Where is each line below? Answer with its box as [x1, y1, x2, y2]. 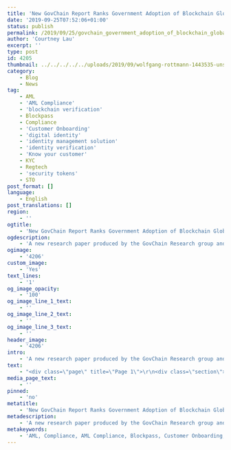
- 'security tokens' [19, 170, 78, 177]
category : [7, 67, 36, 74]
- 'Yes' [19, 266, 41, 272]
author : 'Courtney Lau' [7, 36, 76, 43]
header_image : [7, 336, 48, 343]
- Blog [19, 74, 38, 81]
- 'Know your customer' [19, 151, 88, 158]
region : [7, 208, 30, 215]
